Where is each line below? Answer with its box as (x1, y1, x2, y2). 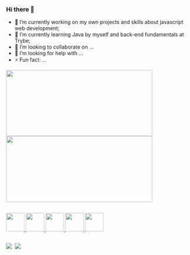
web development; (14, 25, 60, 32)
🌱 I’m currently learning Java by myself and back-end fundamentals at (14, 31, 184, 38)
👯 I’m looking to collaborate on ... (14, 43, 94, 50)
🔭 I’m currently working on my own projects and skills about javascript (14, 19, 184, 26)
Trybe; (14, 38, 31, 45)
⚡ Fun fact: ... (14, 56, 47, 63)
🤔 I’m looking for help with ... (14, 50, 84, 57)
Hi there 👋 (6, 5, 35, 13)
